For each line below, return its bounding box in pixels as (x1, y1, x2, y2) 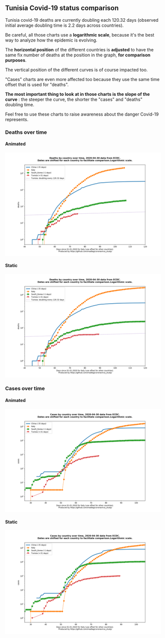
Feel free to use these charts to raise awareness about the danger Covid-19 (5, 111, 159, 117)
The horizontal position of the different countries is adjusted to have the (5, 46, 154, 52)
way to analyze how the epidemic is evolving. (5, 37, 98, 43)
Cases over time (5, 385, 45, 392)
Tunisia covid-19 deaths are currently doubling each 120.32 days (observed (5, 17, 159, 23)
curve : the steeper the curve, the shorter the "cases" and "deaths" (5, 96, 143, 102)
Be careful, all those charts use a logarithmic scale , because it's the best (5, 32, 155, 38)
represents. (5, 116, 29, 122)
